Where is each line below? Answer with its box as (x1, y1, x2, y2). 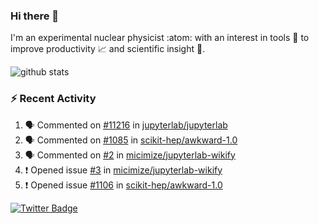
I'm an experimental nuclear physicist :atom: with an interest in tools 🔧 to (10, 32, 310, 44)
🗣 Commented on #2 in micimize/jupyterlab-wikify (24, 149, 236, 161)
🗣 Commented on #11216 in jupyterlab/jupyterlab (24, 119, 228, 131)
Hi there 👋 (10, 9, 60, 23)
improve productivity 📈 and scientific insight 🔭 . (10, 43, 206, 55)
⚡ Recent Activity (10, 92, 97, 106)
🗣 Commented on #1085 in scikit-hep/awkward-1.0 (24, 134, 238, 146)
